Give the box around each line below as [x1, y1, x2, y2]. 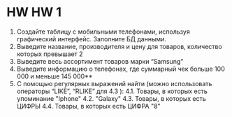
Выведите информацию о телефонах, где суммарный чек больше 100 [16, 64, 225, 73]
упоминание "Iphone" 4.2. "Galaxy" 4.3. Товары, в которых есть [16, 94, 207, 102]
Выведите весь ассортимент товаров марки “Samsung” [16, 57, 184, 65]
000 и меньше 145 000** [16, 71, 93, 81]
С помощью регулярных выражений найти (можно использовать [16, 79, 212, 88]
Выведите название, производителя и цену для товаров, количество [16, 42, 223, 50]
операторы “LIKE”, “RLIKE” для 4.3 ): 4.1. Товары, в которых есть [16, 87, 208, 95]
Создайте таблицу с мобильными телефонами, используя [16, 27, 190, 36]
